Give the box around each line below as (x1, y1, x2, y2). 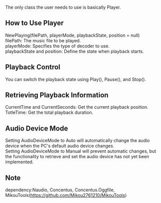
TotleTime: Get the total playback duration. (5, 109, 94, 115)
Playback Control (5, 63, 60, 72)
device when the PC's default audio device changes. (5, 143, 115, 149)
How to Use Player (5, 19, 64, 27)
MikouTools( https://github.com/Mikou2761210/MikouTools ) (5, 192, 127, 198)
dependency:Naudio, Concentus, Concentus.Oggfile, (5, 187, 115, 193)
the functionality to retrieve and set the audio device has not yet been (5, 154, 149, 160)
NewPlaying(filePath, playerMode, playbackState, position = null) (5, 32, 140, 38)
